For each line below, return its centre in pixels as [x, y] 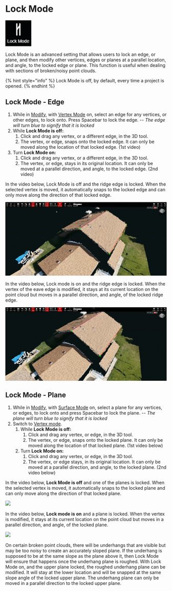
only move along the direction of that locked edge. [58, 195]
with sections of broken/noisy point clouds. [51, 71]
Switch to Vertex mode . [37, 424]
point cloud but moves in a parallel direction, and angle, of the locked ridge [84, 294]
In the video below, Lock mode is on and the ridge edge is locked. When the [85, 284]
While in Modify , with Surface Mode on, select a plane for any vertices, [87, 407]
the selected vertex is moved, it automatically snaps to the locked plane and [85, 488]
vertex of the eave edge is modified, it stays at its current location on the [82, 289]
